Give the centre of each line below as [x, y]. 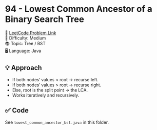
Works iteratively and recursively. [46, 95]
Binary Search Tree [45, 19]
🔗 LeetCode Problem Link [31, 33]
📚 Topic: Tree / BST [25, 43]
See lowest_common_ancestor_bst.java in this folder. [57, 122]
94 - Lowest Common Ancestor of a [79, 9]
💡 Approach [24, 68]
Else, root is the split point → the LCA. [50, 90]
